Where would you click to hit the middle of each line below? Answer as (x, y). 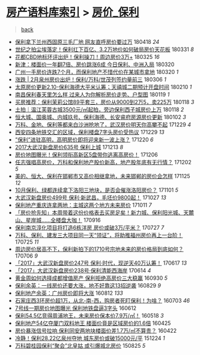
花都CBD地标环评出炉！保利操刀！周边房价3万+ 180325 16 (87, 57)
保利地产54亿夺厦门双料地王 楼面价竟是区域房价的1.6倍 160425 (93, 323)
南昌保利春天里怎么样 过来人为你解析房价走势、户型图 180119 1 (92, 94)
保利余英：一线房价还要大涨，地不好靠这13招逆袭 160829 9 (88, 285)
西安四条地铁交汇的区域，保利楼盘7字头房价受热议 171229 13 (90, 132)
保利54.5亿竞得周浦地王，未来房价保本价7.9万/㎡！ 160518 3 (89, 315)
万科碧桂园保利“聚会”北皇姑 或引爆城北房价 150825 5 (80, 345)
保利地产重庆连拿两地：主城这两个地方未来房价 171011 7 (83, 205)
